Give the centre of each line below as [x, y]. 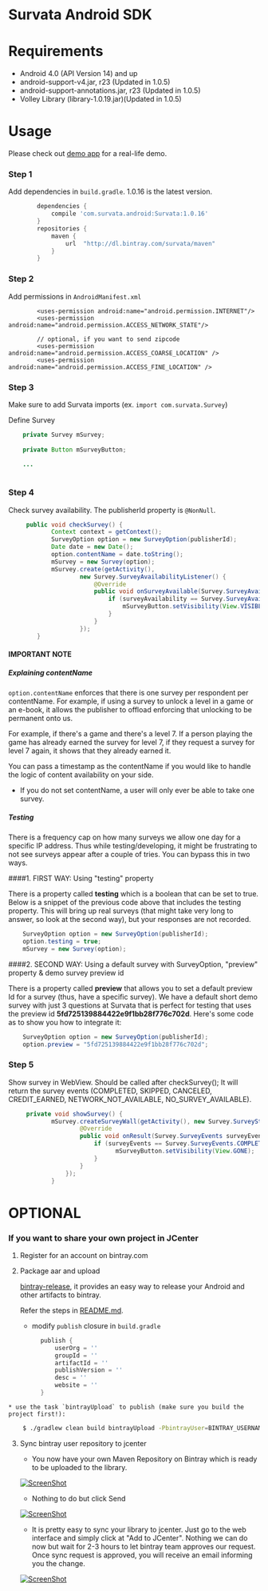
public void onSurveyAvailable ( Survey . [160, 591]
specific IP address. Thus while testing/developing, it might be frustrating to [133, 846]
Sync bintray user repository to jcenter [83, 1443]
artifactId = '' [82, 1363]
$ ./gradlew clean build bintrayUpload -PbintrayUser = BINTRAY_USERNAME [144, 1428]
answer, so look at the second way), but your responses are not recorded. [130, 920]
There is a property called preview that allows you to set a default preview [130, 988]
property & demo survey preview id [66, 972]
